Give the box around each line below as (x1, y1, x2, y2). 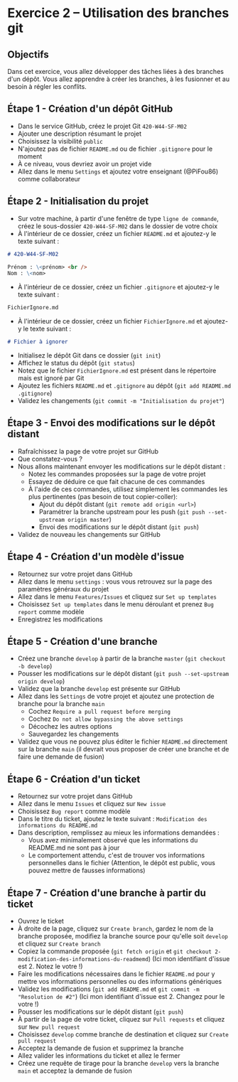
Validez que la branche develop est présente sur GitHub (17, 685, 180, 693)
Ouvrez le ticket (17, 917, 64, 926)
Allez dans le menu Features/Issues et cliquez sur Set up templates (17, 592, 217, 601)
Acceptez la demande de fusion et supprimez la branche (17, 1044, 184, 1053)
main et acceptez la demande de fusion (17, 1066, 133, 1075)
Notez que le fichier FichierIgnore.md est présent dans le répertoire (17, 366, 217, 375)
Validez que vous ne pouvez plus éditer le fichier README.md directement (17, 737, 227, 746)
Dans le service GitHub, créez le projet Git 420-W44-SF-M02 (17, 122, 187, 130)
